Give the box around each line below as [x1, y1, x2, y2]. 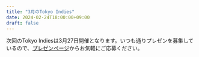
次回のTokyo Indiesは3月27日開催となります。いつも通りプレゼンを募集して [6, 37, 194, 44]
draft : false [6, 20, 39, 26]
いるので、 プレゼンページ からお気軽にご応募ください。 [6, 44, 143, 52]
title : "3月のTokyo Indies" [6, 8, 75, 15]
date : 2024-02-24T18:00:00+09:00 [6, 14, 90, 20]
